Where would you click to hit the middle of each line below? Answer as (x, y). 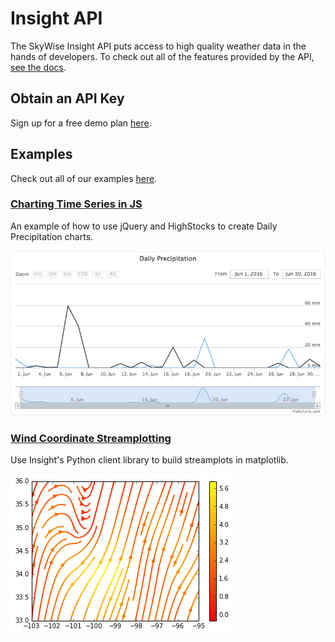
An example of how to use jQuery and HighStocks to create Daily (144, 226)
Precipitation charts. (52, 236)
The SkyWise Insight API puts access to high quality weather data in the (158, 46)
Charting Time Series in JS (76, 204)
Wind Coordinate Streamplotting (91, 438)
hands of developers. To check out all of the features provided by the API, (162, 56)
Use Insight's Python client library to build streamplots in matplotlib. (149, 460)
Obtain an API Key (67, 98)
